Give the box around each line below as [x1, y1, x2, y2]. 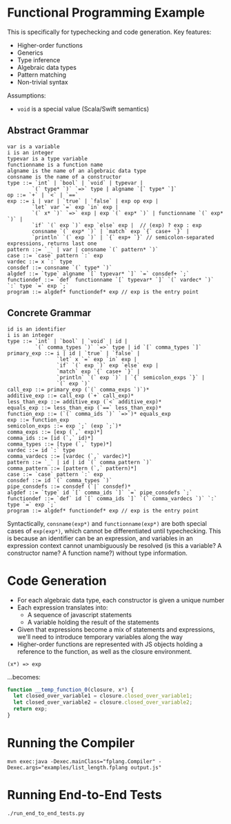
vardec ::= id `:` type [7, 446, 76, 454]
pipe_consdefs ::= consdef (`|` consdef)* [7, 483, 131, 490]
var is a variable [7, 143, 60, 150]
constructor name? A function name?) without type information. [7, 549, 188, 557]
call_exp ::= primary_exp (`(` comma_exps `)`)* [7, 386, 150, 393]
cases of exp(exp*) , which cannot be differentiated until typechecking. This [7, 527, 221, 535]
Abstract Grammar [7, 125, 90, 136]
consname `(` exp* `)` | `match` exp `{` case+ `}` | [32, 228, 190, 235]
